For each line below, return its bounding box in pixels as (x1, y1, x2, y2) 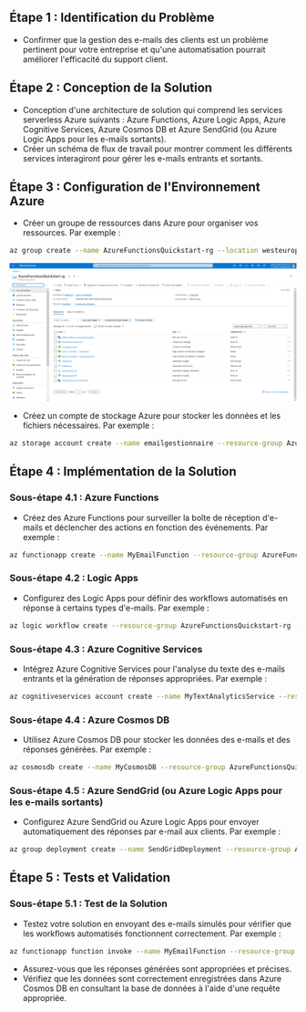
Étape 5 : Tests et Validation (9, 870, 171, 886)
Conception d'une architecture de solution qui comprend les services (22, 104, 283, 115)
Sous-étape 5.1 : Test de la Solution (9, 897, 168, 910)
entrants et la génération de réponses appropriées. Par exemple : (22, 673, 267, 683)
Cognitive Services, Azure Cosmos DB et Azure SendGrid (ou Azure (22, 123, 278, 134)
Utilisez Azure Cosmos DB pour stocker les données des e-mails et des (22, 735, 291, 746)
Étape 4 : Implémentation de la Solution (9, 464, 237, 480)
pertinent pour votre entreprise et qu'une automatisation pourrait (22, 44, 266, 55)
